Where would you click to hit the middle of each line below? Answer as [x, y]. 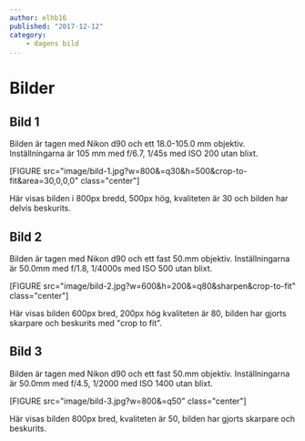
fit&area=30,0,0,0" [44, 181]
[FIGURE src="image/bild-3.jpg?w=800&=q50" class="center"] [128, 401]
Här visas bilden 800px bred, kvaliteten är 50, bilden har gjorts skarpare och [152, 418]
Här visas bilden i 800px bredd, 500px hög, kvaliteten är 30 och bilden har [149, 199]
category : [28, 35]
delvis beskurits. [40, 208]
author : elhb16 [38, 18]
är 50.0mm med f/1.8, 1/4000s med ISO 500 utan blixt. [111, 269]
